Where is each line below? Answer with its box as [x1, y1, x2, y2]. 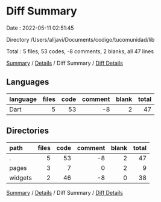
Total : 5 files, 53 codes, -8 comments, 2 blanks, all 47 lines [6, 47, 154, 55]
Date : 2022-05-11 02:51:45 [6, 24, 74, 31]
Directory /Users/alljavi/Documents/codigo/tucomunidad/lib [6, 36, 155, 43]
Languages [6, 77, 49, 87]
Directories [6, 126, 49, 136]
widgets [9, 174, 32, 182]
